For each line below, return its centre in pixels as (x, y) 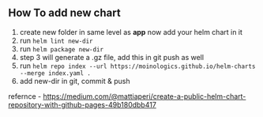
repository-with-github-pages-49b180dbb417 (82, 104)
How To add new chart (64, 13)
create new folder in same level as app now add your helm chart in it (131, 32)
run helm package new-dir (62, 49)
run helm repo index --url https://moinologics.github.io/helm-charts (137, 66)
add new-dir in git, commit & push (75, 81)
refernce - (25, 96)
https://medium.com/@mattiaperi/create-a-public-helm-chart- (145, 96)
